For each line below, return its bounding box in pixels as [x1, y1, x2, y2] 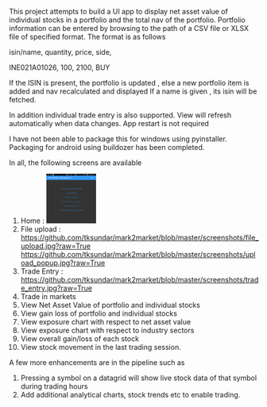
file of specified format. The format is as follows [9, 32, 166, 41]
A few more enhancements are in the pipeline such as [9, 358, 185, 367]
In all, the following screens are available [9, 158, 142, 167]
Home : [20, 216, 44, 225]
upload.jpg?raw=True [20, 241, 91, 251]
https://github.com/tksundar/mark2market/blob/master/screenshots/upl [20, 250, 256, 259]
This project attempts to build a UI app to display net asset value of [9, 7, 229, 16]
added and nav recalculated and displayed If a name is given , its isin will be [9, 86, 257, 96]
